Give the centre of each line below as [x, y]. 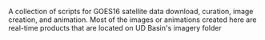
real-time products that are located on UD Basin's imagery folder [115, 28]
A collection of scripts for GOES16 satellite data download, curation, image [131, 11]
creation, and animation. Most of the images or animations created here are [132, 20]
